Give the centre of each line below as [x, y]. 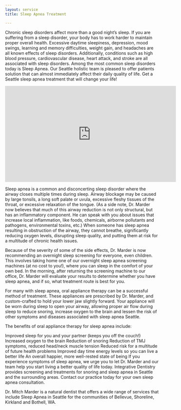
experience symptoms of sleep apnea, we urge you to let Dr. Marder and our [82, 361]
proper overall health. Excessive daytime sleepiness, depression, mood [77, 42]
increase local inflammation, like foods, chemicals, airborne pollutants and [80, 220]
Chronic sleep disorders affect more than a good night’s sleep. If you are [78, 32]
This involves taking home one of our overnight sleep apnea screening [76, 260]
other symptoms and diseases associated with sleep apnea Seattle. [73, 317]
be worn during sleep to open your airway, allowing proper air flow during [79, 306]
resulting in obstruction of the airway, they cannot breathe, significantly [77, 230]
